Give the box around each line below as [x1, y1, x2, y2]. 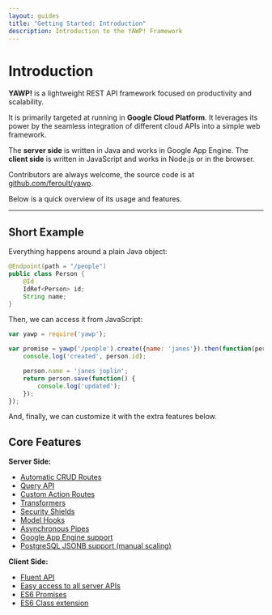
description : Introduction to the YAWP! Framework [8, 27, 183, 35]
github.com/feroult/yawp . [8, 179, 94, 189]
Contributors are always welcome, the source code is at [8, 170, 195, 180]
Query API [19, 481, 55, 490]
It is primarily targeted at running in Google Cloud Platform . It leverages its [8, 112, 258, 122]
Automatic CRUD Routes [19, 473, 102, 482]
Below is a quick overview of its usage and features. [8, 194, 182, 204]
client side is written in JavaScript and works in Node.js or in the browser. [8, 155, 255, 164]
